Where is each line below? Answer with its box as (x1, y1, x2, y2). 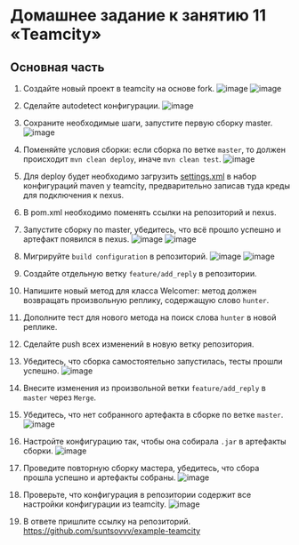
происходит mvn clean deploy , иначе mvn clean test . (22, 154, 222, 164)
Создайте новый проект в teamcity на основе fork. (22, 84, 215, 93)
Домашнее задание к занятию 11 (10, 5, 266, 26)
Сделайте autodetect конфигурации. (22, 100, 161, 111)
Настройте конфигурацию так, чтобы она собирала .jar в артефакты (22, 437, 287, 446)
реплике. (22, 322, 58, 332)
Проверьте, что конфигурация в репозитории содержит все (22, 490, 252, 500)
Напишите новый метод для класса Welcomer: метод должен (22, 285, 257, 296)
